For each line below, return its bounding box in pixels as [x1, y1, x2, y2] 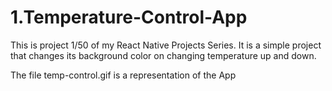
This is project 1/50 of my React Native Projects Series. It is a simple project [10, 39, 322, 51]
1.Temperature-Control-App [10, 6, 248, 29]
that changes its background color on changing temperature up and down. [10, 49, 317, 61]
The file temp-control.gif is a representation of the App [10, 69, 237, 81]
